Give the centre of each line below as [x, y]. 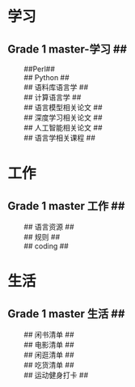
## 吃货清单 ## [49, 365]
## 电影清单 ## [49, 344]
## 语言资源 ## [49, 227]
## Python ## [46, 77]
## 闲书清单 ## [49, 334]
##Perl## [39, 69]
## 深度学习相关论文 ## [63, 117]
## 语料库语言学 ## [56, 87]
